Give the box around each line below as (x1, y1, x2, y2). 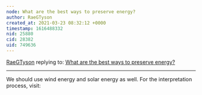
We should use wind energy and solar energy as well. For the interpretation (6, 75, 192, 82)
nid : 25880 (6, 31, 34, 37)
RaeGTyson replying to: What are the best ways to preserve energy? (6, 58, 176, 66)
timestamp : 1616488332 (6, 25, 63, 32)
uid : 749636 (6, 42, 36, 48)
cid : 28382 (6, 36, 34, 42)
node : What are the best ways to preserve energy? (6, 8, 136, 15)
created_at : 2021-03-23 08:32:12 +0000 (6, 20, 106, 26)
